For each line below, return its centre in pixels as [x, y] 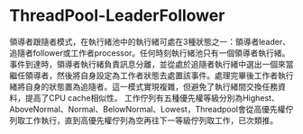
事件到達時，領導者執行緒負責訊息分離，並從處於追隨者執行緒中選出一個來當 [151, 64]
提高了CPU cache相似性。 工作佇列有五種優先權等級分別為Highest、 [152, 98]
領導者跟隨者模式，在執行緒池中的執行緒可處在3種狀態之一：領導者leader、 [150, 41]
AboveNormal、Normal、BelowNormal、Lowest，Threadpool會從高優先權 [147, 109]
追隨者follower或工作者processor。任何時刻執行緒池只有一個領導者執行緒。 [150, 53]
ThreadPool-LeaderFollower [117, 16]
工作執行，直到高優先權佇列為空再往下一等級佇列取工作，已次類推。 [151, 120]
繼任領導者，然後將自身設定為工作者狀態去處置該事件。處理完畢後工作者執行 [151, 75]
